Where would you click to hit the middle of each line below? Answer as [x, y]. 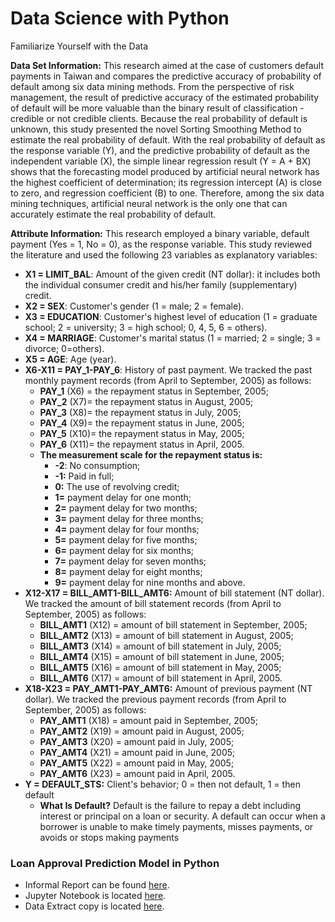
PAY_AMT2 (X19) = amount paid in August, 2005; [142, 731]
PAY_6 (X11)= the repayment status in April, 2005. [142, 444]
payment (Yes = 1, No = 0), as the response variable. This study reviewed [161, 244]
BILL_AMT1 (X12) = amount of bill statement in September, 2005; [173, 624]
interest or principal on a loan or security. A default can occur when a [182, 816]
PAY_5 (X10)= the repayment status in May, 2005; [142, 433]
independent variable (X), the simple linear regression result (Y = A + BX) [161, 161]
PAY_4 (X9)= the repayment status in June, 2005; [142, 423]
